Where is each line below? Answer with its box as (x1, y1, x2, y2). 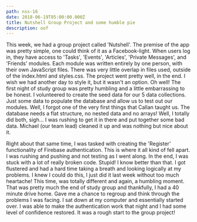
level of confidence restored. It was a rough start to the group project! (6, 209, 175, 216)
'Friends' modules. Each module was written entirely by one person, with (6, 60, 183, 67)
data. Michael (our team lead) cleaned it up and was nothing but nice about (6, 122, 188, 130)
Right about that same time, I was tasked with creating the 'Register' (6, 140, 172, 147)
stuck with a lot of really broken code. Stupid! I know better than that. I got (6, 159, 186, 166)
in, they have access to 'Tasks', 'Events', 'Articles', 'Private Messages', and (6, 54, 186, 61)
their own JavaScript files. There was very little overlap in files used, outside (6, 66, 191, 74)
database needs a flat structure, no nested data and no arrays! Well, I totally (6, 110, 190, 117)
